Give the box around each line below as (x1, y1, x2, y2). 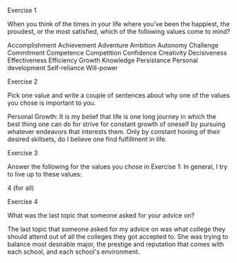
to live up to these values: (7, 170, 83, 178)
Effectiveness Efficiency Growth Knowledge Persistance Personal (7, 56, 198, 65)
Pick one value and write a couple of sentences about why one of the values (7, 91, 230, 99)
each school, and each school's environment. (7, 247, 140, 256)
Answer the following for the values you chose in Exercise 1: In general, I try (7, 162, 228, 171)
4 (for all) (7, 184, 35, 192)
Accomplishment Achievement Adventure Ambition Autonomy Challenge (7, 41, 219, 49)
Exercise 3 (7, 149, 38, 157)
